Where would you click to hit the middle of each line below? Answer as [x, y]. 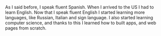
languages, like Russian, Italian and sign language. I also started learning [79, 18]
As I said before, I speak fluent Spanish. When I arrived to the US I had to [80, 7]
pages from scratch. [26, 28]
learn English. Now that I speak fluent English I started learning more [75, 12]
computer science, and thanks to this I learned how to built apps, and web [81, 23]
